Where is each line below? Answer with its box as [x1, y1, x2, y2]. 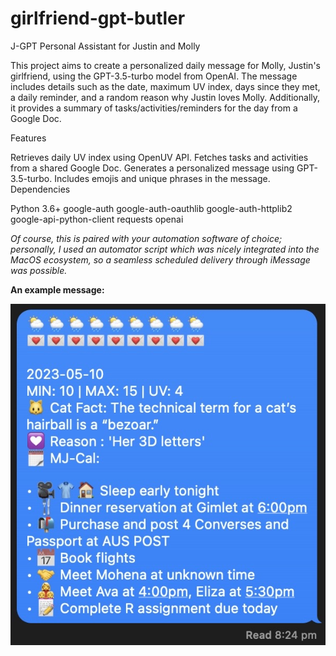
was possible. [10, 264, 68, 276]
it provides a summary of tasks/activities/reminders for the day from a [10, 102, 298, 114]
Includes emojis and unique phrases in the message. [54, 172, 271, 184]
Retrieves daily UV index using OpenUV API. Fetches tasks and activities [10, 151, 309, 163]
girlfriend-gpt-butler [10, 7, 186, 30]
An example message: [10, 283, 105, 296]
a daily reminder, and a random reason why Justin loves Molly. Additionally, [10, 91, 321, 103]
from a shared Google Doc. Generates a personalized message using [10, 162, 295, 174]
